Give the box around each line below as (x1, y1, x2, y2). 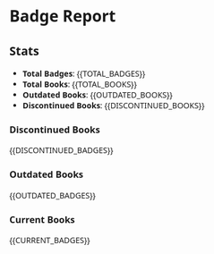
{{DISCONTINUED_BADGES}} (9, 144, 114, 157)
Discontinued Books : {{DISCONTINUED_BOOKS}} (21, 99, 205, 111)
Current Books (9, 213, 75, 226)
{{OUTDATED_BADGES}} (9, 189, 97, 201)
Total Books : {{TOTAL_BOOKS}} (21, 79, 137, 89)
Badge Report (9, 4, 116, 27)
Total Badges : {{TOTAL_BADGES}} (21, 68, 146, 80)
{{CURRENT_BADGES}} (9, 233, 91, 246)
